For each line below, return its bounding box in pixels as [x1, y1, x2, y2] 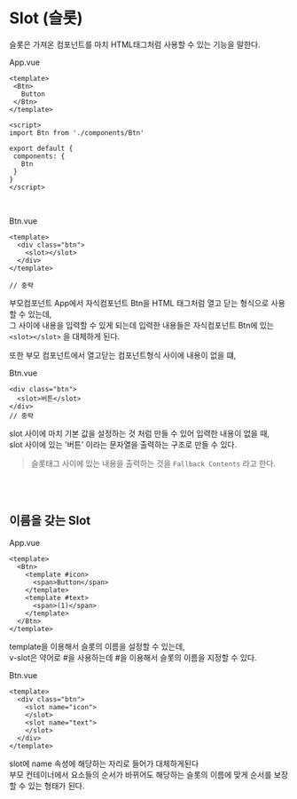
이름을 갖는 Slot [9, 513, 91, 528]
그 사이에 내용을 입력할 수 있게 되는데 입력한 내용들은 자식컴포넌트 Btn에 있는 [9, 320, 275, 330]
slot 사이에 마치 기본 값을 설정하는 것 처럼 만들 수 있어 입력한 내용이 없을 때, [9, 428, 270, 439]
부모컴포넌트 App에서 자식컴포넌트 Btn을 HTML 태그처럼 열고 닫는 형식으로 [9, 297, 270, 308]
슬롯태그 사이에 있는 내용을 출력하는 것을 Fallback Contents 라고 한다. [30, 458, 277, 469]
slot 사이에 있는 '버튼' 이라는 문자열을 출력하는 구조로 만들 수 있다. [9, 439, 238, 449]
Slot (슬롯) [9, 8, 83, 28]
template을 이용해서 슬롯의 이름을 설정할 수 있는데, [9, 641, 185, 652]
